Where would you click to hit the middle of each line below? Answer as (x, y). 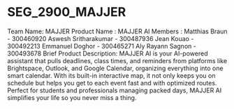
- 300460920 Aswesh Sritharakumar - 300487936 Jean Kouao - (101, 38)
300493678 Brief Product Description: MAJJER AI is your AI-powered (108, 53)
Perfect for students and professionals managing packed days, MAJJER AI (115, 90)
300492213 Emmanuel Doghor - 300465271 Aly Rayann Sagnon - (102, 46)
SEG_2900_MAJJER (67, 12)
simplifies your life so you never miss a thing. (72, 97)
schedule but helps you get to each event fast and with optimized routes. (112, 83)
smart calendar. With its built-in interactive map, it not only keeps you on (111, 75)
